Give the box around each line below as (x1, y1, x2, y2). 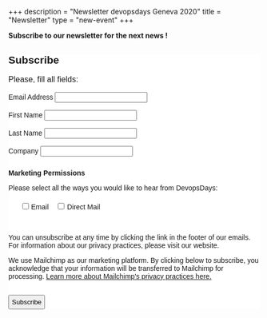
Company (8, 146, 38, 155)
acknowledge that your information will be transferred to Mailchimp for (8, 264, 224, 272)
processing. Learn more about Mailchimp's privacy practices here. (8, 272, 212, 280)
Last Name (8, 128, 42, 137)
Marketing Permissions (8, 168, 86, 177)
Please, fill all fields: (8, 74, 78, 84)
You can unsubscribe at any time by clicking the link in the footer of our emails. (8, 233, 251, 242)
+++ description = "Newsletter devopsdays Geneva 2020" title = (8, 7, 221, 16)
